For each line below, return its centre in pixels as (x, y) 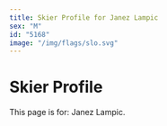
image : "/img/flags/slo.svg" (64, 43)
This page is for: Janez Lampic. (67, 112)
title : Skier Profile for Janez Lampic (84, 18)
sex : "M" (26, 26)
